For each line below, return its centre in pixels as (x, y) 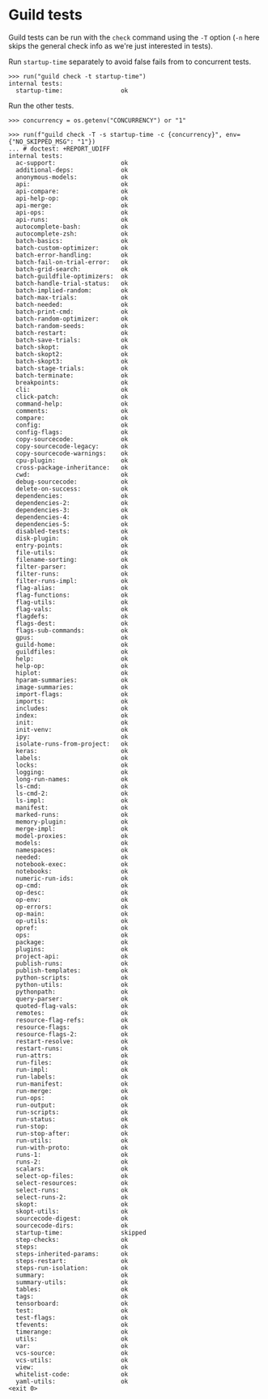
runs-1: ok (72, 1154)
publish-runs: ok (72, 963)
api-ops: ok (72, 212)
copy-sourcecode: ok (72, 439)
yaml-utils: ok (72, 1381)
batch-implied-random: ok (72, 290)
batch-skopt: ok (72, 347)
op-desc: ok (72, 892)
